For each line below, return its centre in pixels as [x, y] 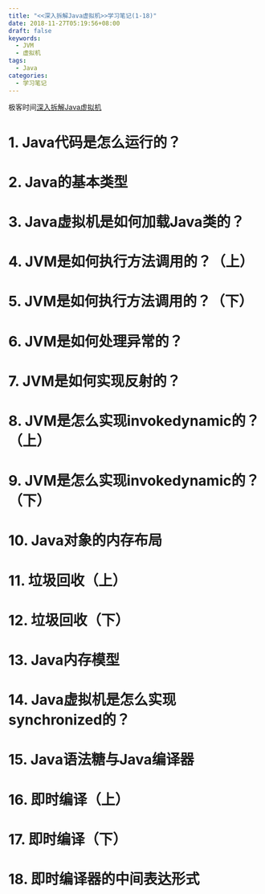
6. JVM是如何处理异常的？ [96, 341]
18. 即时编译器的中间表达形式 [104, 879]
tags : [17, 61]
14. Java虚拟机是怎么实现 [92, 700]
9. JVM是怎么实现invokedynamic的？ [134, 481]
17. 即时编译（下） [67, 839]
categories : [28, 76]
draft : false [30, 31]
